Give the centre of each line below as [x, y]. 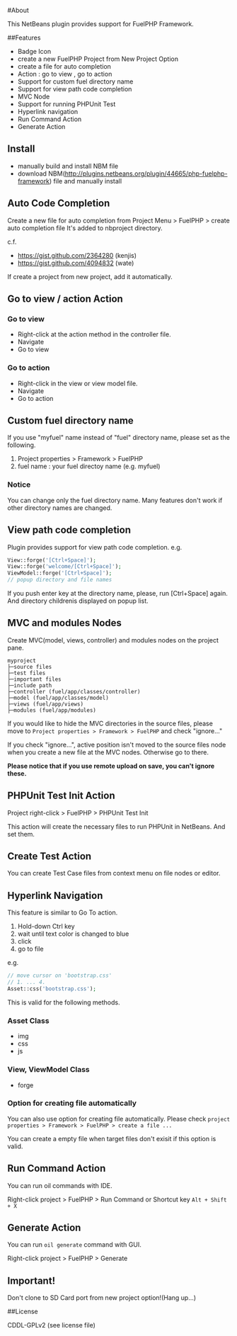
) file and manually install [86, 181]
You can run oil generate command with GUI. [74, 1245]
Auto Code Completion [59, 204]
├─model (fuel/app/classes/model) [58, 698]
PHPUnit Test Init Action [61, 796]
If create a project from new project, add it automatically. [90, 276]
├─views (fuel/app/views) [45, 704]
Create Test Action [50, 856]
